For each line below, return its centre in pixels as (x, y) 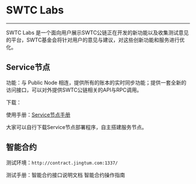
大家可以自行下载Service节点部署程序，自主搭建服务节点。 (77, 127)
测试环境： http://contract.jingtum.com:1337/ (62, 162)
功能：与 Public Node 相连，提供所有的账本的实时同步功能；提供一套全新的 (96, 82)
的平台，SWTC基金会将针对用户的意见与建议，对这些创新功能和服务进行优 (95, 40)
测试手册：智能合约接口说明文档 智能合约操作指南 (66, 175)
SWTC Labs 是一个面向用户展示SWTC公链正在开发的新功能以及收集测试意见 (97, 32)
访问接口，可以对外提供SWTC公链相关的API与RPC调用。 (74, 90)
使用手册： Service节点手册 (38, 114)
